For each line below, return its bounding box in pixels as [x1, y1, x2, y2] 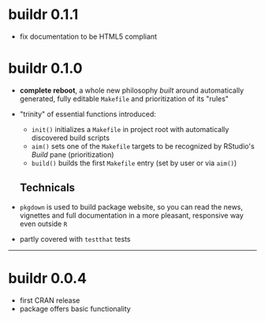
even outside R [19, 219, 68, 228]
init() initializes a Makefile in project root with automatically [31, 124, 230, 134]
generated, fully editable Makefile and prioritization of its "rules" [19, 93, 229, 104]
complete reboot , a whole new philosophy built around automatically [19, 85, 244, 95]
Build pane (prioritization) [31, 149, 114, 159]
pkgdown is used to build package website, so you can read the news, [19, 202, 243, 211]
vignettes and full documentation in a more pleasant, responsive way [19, 210, 244, 220]
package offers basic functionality [19, 304, 132, 313]
